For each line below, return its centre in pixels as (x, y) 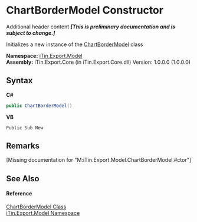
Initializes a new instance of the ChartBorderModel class (75, 44)
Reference (19, 194)
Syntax (19, 81)
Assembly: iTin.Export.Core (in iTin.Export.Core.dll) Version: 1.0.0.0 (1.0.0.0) (98, 62)
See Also (23, 179)
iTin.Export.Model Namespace (43, 213)
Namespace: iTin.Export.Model (44, 56)
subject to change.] (31, 32)
